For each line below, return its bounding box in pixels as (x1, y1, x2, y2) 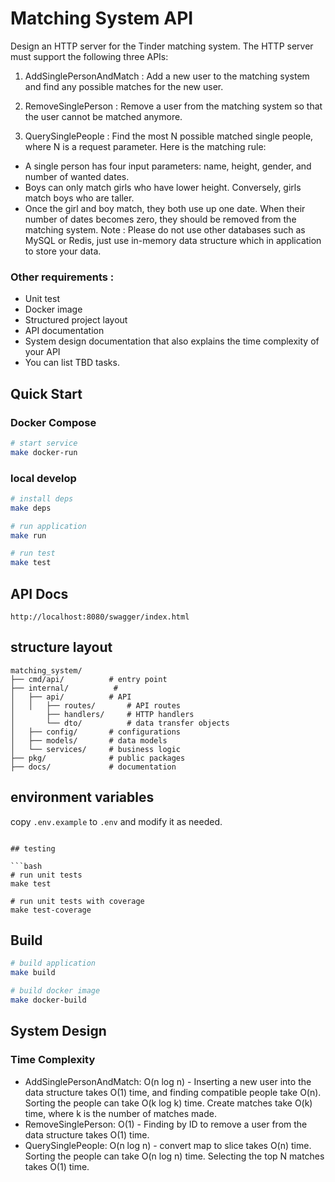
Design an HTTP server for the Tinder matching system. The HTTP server (10, 40, 314, 52)
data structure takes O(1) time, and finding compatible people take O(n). (24, 1086, 322, 1098)
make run (10, 530, 47, 541)
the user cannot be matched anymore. (24, 110, 183, 122)
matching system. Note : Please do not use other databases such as (24, 223, 306, 236)
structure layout (10, 639, 113, 656)
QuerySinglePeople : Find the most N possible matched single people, (24, 130, 314, 142)
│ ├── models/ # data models (10, 735, 168, 746)
